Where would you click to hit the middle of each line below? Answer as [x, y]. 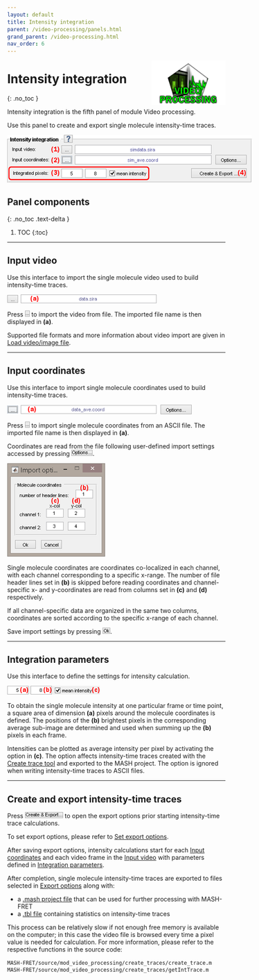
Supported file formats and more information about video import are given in [116, 335]
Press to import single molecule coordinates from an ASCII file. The [106, 425]
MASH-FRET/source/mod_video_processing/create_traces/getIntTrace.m [108, 970]
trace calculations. [34, 823]
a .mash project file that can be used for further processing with [108, 899]
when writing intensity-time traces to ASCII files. [76, 771]
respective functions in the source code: [65, 949]
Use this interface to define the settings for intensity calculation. [99, 676]
